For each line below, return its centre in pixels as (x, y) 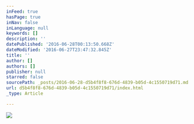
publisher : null (26, 72)
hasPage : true (24, 17)
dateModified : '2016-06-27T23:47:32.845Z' (59, 50)
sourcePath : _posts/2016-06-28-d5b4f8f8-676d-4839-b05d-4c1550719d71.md (97, 83)
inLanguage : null (27, 28)
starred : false (25, 77)
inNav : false (22, 22)
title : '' (18, 55)
